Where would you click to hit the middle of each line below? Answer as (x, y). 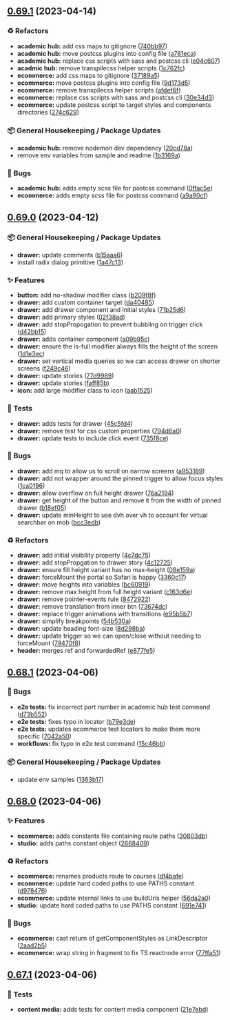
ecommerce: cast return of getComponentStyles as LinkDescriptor (112, 939)
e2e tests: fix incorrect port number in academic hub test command (114, 707)
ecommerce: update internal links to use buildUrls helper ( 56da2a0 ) (114, 898)
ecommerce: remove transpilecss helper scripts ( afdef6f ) (99, 90)
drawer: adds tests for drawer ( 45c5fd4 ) (75, 423)
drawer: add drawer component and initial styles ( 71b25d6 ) (102, 310)
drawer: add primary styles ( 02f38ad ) (71, 317)
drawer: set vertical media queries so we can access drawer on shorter (118, 361)
